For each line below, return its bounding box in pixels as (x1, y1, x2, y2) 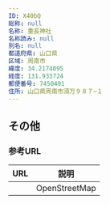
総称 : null (8, 19, 43, 28)
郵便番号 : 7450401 (8, 79, 66, 87)
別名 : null (8, 42, 43, 50)
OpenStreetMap (35, 183, 96, 194)
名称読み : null (8, 34, 55, 43)
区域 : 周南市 (8, 57, 46, 66)
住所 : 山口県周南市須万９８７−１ (8, 87, 103, 96)
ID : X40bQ (8, 11, 42, 20)
